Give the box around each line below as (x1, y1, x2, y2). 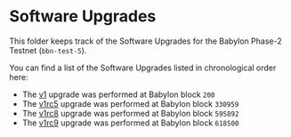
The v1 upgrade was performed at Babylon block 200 (21, 89, 215, 100)
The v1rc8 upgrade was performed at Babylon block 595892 (21, 108, 239, 118)
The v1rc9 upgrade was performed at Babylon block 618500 (21, 117, 239, 128)
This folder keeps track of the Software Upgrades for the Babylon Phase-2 (9, 36, 282, 46)
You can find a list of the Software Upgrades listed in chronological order (9, 62, 277, 73)
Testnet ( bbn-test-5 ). (9, 44, 87, 55)
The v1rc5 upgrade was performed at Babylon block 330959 (21, 98, 239, 109)
